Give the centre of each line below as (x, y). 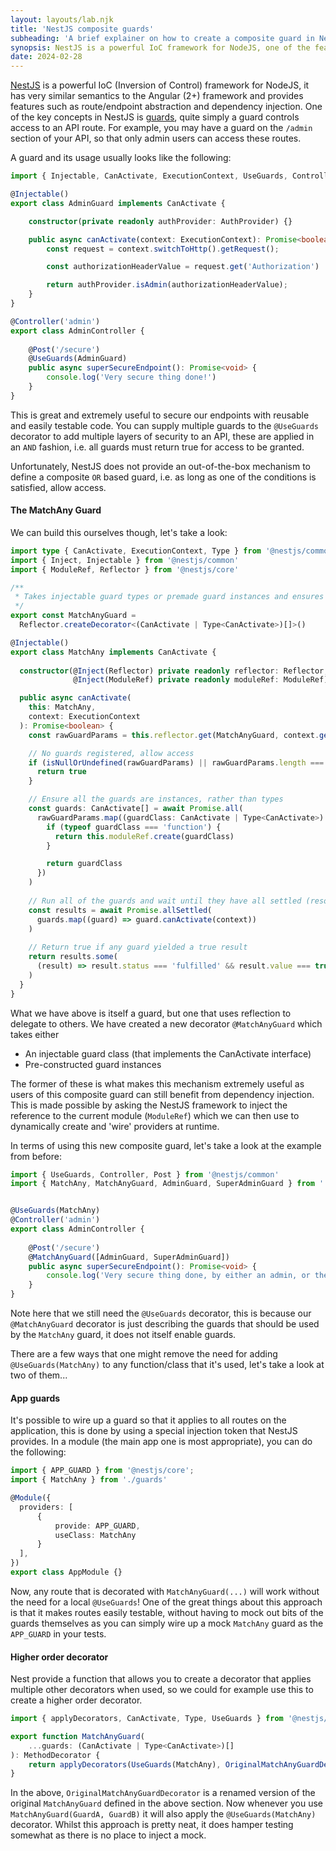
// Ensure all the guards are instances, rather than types (156, 799)
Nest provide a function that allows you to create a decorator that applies (161, 1679)
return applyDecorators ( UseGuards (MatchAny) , (125, 1764)
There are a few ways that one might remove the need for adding (144, 1354)
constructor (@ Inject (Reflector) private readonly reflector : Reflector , (174, 671)
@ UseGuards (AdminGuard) (78, 359)
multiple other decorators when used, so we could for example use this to (162, 1690)
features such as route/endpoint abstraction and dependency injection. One (166, 107)
